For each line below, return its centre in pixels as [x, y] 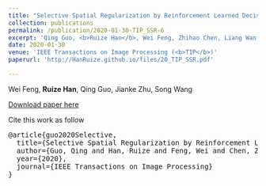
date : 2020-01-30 [37, 45]
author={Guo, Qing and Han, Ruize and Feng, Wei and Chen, [133, 150]
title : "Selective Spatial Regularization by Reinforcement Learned [123, 15]
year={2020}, [42, 158]
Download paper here [44, 104]
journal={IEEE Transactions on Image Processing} [115, 166]
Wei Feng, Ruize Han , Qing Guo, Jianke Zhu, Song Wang [100, 89]
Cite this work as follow [46, 120]
